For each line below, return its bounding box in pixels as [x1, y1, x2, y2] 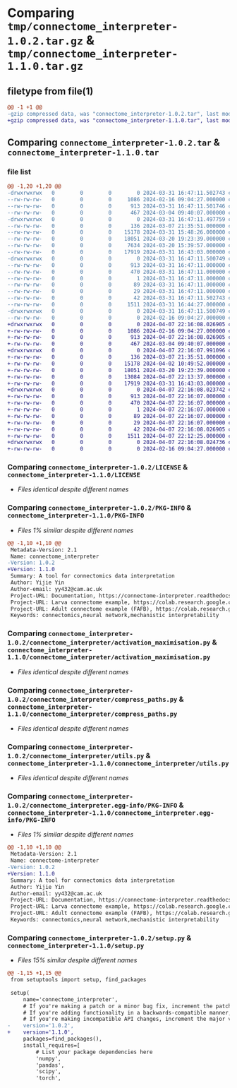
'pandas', [35, 1061, 65, 1069]
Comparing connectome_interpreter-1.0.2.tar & [7, 136, 220, 149]
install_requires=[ [23, 1041, 80, 1049]
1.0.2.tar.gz [7, 35, 83, 48]
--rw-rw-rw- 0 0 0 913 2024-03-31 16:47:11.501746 [7, 203, 226, 210]
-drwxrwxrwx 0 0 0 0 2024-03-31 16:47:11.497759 [7, 215, 226, 223]
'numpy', [35, 1055, 61, 1062]
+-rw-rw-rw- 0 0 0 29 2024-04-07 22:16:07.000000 [7, 419, 226, 426]
